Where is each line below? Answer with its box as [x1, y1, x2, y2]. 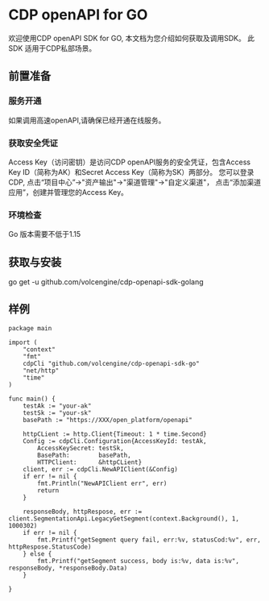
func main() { [8, 395, 56, 403]
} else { [23, 549, 52, 557]
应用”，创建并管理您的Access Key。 [8, 187, 129, 197]
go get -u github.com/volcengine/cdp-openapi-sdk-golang [8, 277, 204, 287]
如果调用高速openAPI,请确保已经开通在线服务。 [8, 115, 166, 125]
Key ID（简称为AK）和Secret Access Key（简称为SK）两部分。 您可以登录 [8, 167, 255, 176]
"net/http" [23, 367, 60, 375]
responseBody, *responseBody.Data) [8, 564, 128, 572]
